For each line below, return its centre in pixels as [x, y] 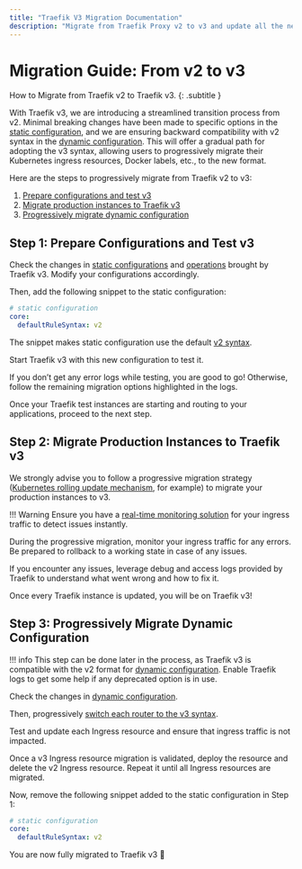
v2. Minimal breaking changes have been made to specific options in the [144, 122]
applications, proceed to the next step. [81, 413]
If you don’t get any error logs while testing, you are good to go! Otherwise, [149, 377]
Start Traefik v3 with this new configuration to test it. [107, 359]
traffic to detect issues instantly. [69, 524]
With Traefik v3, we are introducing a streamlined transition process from [145, 113]
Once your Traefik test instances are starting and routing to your [128, 404]
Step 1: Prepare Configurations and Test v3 [132, 243]
